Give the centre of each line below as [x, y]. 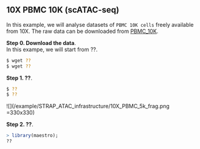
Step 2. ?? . [20, 125]
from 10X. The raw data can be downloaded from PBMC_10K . [82, 31]
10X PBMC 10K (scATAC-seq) [63, 10]
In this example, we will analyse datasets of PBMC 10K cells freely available [100, 24]
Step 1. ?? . [19, 78]
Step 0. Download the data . [41, 43]
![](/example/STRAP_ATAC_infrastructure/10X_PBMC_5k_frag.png [88, 106]
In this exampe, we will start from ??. [52, 49]
